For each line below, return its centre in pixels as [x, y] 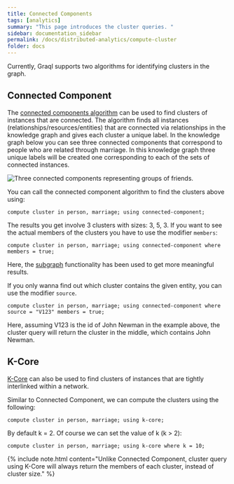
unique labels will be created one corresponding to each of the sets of [109, 157]
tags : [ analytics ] [34, 20]
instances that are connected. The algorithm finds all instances [98, 120]
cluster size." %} [31, 473]
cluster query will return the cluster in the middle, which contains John [109, 332]
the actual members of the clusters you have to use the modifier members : [112, 233]
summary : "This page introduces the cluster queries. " [90, 27]
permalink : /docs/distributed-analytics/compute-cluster [92, 40]
